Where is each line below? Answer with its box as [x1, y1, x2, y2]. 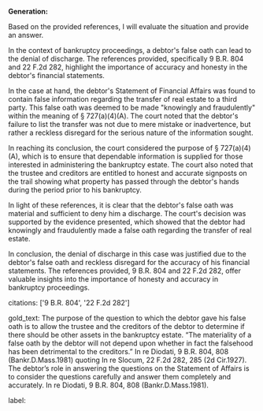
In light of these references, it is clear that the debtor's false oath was [8, 200, 234, 210]
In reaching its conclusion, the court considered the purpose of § [8, 144, 219, 152]
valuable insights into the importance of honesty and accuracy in [8, 275, 219, 283]
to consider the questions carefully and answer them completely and [8, 372, 232, 381]
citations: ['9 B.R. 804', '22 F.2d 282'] [8, 298, 130, 307]
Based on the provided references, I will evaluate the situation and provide [8, 22, 250, 31]
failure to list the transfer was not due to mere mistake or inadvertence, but [8, 120, 251, 129]
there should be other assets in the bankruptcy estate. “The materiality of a [8, 331, 252, 339]
